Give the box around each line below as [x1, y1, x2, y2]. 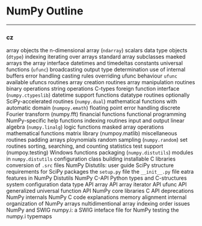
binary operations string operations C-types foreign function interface [6, 85, 180, 93]
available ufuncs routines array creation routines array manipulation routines [6, 79, 195, 86]
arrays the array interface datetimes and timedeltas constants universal [6, 60, 183, 67]
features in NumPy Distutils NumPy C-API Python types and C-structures [6, 174, 188, 182]
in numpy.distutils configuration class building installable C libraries [6, 155, 176, 163]
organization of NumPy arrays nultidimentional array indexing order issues [6, 200, 191, 207]
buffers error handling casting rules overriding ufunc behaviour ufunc [6, 72, 177, 79]
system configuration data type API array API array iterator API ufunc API [6, 181, 188, 188]
